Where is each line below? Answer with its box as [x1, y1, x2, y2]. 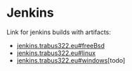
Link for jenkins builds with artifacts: [6, 28, 112, 36]
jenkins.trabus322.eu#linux [16, 49, 96, 57]
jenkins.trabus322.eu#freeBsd [16, 41, 105, 49]
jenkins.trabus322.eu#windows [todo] [16, 56, 126, 64]
